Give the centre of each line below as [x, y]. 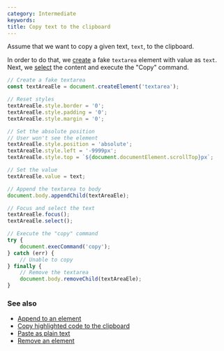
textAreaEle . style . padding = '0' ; [58, 112]
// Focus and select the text [51, 208]
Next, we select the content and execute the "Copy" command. [98, 68]
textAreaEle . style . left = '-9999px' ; [62, 151]
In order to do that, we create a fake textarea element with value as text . [112, 60]
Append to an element [49, 319]
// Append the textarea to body [54, 189]
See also [22, 303]
